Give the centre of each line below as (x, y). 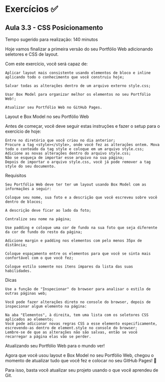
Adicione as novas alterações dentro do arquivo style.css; (68, 153)
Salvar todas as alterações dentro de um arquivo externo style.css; (78, 86)
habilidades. (18, 271)
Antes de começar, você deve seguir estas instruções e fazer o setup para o (82, 126)
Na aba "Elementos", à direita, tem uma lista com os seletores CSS (77, 315)
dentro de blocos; (24, 202)
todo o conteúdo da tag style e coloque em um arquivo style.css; (75, 149)
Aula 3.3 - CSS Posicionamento (54, 27)
